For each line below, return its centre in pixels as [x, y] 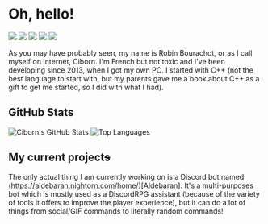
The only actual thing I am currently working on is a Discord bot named [126, 176]
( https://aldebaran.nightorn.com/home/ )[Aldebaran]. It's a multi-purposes [131, 185]
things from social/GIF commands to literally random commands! [116, 211]
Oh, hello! [42, 14]
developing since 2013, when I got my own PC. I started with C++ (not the [131, 70]
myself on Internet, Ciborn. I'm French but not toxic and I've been [117, 61]
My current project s [59, 158]
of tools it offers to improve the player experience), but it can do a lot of [127, 202]
